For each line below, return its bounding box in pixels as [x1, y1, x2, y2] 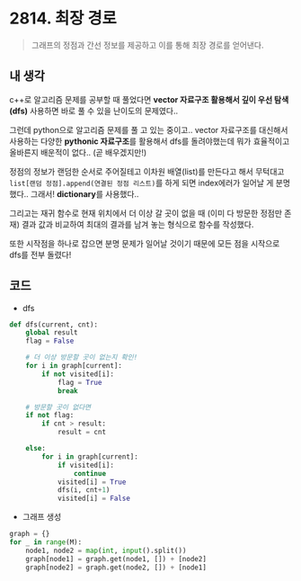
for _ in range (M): [9, 538, 83, 547]
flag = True [57, 378, 102, 387]
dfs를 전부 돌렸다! [9, 249, 72, 260]
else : [25, 444, 47, 453]
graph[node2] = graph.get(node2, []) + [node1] [25, 563, 207, 572]
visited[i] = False [57, 494, 130, 504]
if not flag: [25, 411, 75, 420]
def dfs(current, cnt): [9, 320, 99, 329]
